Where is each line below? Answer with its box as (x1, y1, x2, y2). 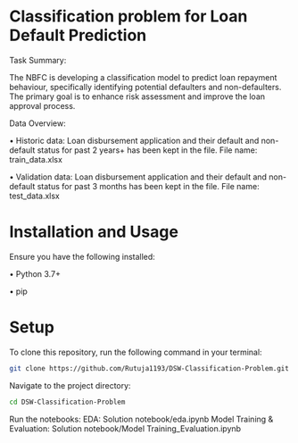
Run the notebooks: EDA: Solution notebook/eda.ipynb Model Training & (9, 414, 274, 424)
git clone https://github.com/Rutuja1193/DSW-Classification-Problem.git (9, 364, 290, 372)
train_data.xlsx (9, 154, 62, 164)
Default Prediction (9, 25, 147, 46)
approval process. (9, 100, 76, 111)
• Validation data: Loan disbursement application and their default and (9, 171, 268, 182)
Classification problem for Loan (9, 6, 248, 27)
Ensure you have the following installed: (9, 251, 156, 262)
